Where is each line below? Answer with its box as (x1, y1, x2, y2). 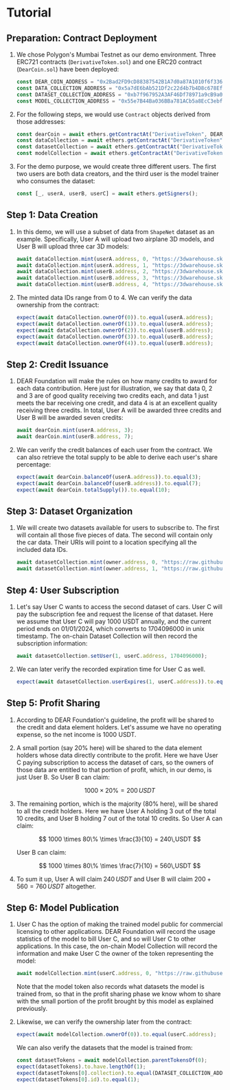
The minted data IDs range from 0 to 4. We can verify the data (16, 294, 193, 302)
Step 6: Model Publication (6, 901, 119, 913)
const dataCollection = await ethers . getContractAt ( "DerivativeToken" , (16, 137, 226, 144)
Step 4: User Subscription (6, 584, 119, 596)
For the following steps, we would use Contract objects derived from (16, 110, 211, 118)
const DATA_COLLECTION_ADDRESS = (16, 85, 113, 92)
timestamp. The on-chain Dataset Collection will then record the (16, 632, 198, 640)
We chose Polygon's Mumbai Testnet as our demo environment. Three (16, 50, 216, 58)
